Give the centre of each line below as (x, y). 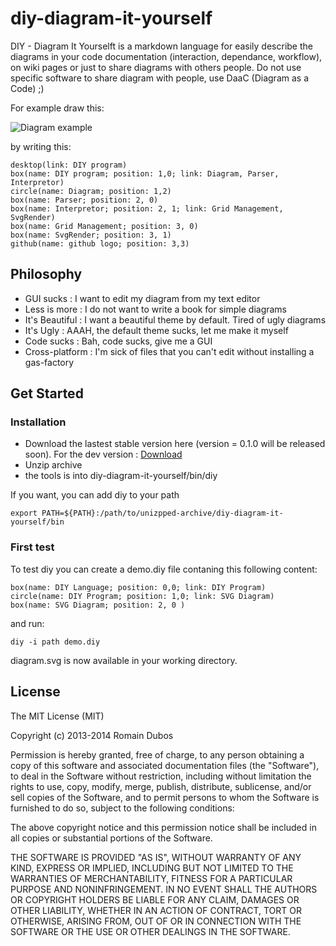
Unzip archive (53, 465)
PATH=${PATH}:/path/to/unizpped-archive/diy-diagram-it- (162, 513)
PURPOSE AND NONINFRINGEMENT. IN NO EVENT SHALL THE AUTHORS (164, 889)
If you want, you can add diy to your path (95, 495)
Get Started (47, 393)
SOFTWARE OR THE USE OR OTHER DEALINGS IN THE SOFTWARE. (150, 931)
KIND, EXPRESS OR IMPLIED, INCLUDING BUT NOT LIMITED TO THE (152, 868)
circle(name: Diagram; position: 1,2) (91, 191)
